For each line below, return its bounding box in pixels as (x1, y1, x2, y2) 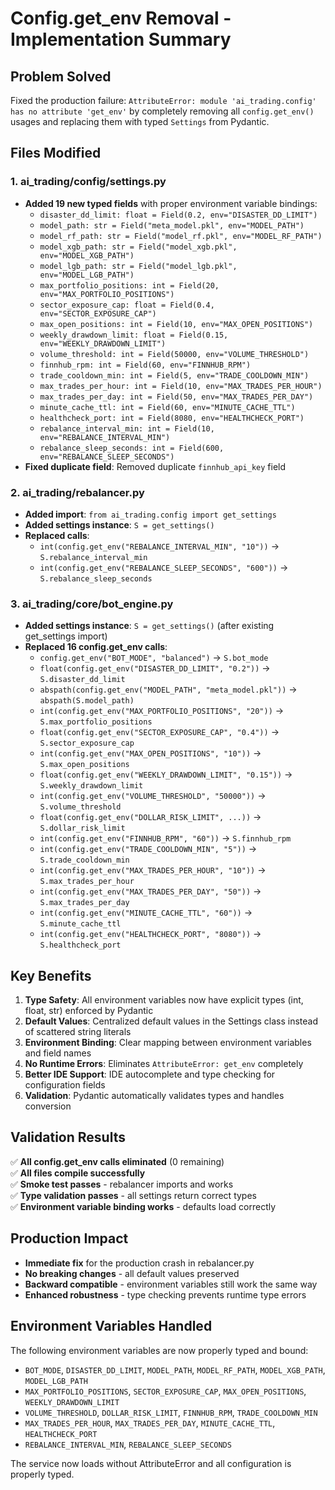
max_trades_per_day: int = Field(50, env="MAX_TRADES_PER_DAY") (39, 392, 314, 402)
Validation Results (10, 1129, 126, 1146)
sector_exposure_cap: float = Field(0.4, (39, 300, 215, 310)
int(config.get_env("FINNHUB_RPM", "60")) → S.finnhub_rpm (39, 832, 292, 844)
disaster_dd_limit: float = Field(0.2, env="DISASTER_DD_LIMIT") (39, 210, 318, 220)
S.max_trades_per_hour (39, 877, 135, 887)
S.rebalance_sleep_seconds (39, 573, 153, 584)
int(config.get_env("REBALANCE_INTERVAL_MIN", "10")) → (39, 540, 280, 552)
